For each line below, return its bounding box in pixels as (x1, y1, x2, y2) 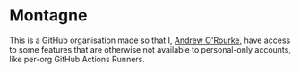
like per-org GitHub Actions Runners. (9, 53, 146, 64)
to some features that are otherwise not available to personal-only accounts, (9, 44, 291, 54)
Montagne (9, 5, 88, 26)
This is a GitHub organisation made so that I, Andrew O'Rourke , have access (9, 35, 291, 45)
